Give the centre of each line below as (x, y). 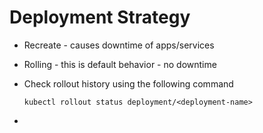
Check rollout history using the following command (128, 83)
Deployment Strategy (100, 17)
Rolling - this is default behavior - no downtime (120, 64)
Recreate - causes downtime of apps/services (119, 45)
